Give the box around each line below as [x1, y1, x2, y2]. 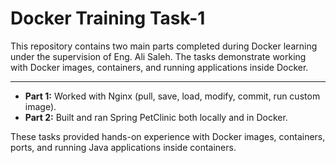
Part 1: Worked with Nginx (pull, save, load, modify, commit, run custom [24, 90, 321, 102]
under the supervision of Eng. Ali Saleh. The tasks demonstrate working [10, 50, 307, 62]
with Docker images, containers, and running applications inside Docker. [10, 61, 309, 73]
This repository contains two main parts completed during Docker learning [10, 40, 318, 52]
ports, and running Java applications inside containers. [10, 141, 237, 153]
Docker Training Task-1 [10, 7, 206, 30]
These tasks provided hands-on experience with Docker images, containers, [10, 130, 326, 142]
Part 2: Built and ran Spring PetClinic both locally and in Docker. [24, 111, 288, 123]
